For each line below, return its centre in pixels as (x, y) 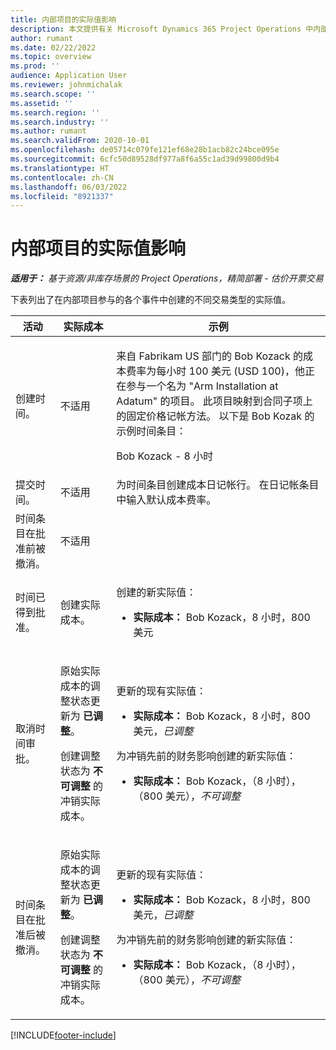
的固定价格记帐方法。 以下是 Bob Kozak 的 (215, 416)
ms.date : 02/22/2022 (53, 47)
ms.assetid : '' (42, 103)
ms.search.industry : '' (60, 122)
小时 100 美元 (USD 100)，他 (235, 371)
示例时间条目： (151, 431)
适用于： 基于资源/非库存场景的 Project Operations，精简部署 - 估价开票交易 (167, 278)
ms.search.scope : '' (53, 94)
